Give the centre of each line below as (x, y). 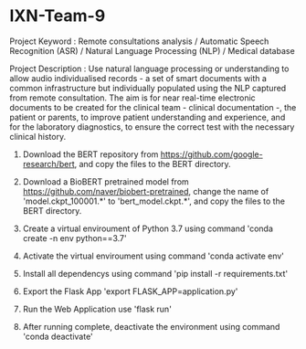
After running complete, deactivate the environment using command (151, 326)
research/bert (48, 164)
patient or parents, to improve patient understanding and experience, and (148, 117)
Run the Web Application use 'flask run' (97, 309)
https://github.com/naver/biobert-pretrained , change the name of (146, 191)
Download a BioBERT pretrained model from (106, 181)
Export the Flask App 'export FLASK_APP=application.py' (130, 291)
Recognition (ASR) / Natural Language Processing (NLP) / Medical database (152, 50)
